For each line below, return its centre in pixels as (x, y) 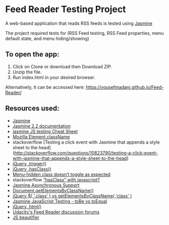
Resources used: (32, 108)
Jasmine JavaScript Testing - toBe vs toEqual (60, 201)
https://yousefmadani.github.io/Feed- (125, 87)
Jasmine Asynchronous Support (46, 185)
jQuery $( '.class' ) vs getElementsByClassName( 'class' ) (72, 196)
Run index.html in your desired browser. (54, 77)
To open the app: (32, 54)
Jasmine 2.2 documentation (42, 126)
